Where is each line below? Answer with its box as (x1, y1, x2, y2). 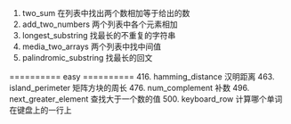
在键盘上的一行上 (9, 105, 72, 115)
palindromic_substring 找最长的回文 (21, 53, 153, 62)
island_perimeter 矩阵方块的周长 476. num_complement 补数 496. (9, 83, 250, 93)
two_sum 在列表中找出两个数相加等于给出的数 (21, 8, 190, 18)
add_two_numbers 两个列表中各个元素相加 (21, 19, 178, 29)
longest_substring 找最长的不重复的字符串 (21, 30, 176, 40)
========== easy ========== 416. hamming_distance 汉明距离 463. (9, 71, 275, 82)
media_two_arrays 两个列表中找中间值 (21, 41, 162, 52)
